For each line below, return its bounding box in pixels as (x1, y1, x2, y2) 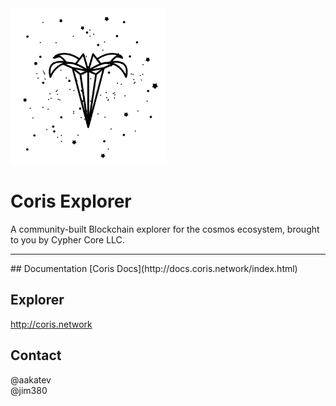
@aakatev (10, 373, 52, 386)
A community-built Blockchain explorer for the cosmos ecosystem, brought (10, 223, 320, 235)
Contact (10, 347, 62, 364)
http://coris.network (10, 318, 93, 330)
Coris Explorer (10, 190, 132, 213)
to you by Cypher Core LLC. (10, 233, 125, 246)
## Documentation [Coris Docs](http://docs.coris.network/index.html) (10, 262, 298, 274)
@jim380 (10, 384, 48, 396)
